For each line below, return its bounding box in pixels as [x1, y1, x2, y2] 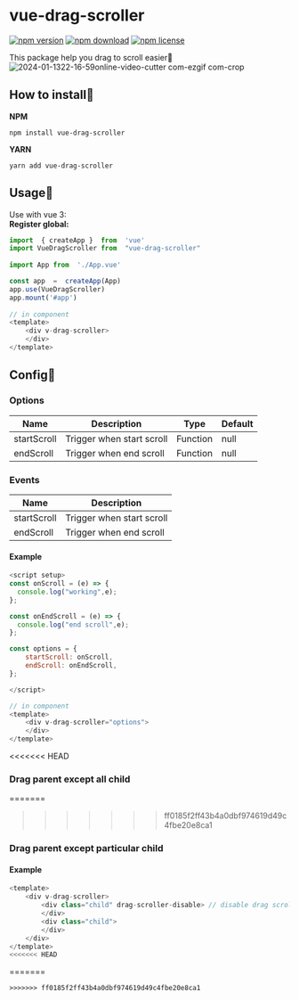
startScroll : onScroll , [25, 652, 114, 662]
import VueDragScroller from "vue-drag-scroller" [9, 244, 201, 253]
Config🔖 [9, 367, 56, 383]
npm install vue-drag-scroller [9, 128, 125, 137]
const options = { [9, 644, 77, 653]
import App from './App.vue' [9, 260, 122, 270]
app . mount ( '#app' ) [9, 293, 77, 302]
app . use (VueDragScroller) [9, 284, 105, 294]
